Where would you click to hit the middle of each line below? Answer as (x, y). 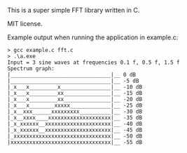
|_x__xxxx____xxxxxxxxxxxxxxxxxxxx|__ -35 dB (75, 118)
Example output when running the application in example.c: (93, 37)
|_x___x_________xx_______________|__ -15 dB (75, 93)
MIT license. (25, 24)
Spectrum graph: (31, 69)
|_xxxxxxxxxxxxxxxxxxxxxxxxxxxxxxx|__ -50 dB (75, 136)
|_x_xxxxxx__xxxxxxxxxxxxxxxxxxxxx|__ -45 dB (75, 130)
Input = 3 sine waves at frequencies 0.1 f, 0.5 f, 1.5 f (93, 62)
